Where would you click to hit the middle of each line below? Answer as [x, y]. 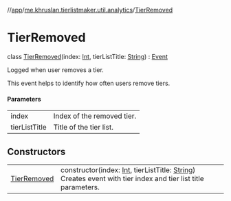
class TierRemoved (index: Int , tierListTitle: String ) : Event [88, 56]
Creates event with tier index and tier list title [132, 178]
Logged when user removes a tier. [56, 70]
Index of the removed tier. [95, 116]
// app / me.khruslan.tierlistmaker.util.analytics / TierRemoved [90, 10]
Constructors [36, 151]
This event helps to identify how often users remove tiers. [89, 83]
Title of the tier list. [83, 128]
